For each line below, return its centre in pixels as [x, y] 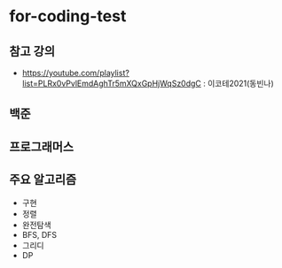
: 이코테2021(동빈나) [239, 83]
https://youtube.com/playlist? [76, 73]
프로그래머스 [41, 146]
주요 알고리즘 [43, 180]
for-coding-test [68, 16]
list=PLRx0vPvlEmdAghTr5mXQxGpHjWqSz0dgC [112, 83]
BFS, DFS [39, 234]
